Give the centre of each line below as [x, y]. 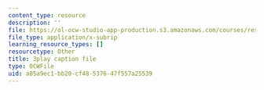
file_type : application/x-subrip [63, 37]
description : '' [35, 23]
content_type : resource [47, 15]
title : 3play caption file [52, 59]
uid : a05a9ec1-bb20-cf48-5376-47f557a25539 [81, 74]
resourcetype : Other [42, 52]
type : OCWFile [31, 67]
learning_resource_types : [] [56, 45]
